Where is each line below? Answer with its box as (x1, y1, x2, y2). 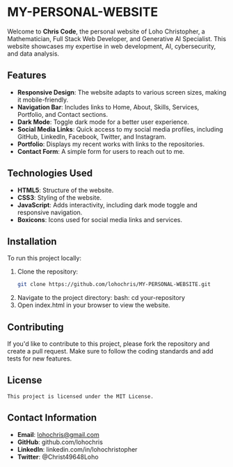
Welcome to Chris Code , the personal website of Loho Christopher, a (7, 27, 205, 35)
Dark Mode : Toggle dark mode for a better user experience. (17, 118, 190, 126)
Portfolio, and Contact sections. (17, 110, 109, 118)
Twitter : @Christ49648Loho (17, 452, 99, 461)
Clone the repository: (17, 267, 79, 276)
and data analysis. (7, 49, 60, 58)
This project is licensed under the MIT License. (7, 393, 154, 400)
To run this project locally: (7, 254, 82, 262)
